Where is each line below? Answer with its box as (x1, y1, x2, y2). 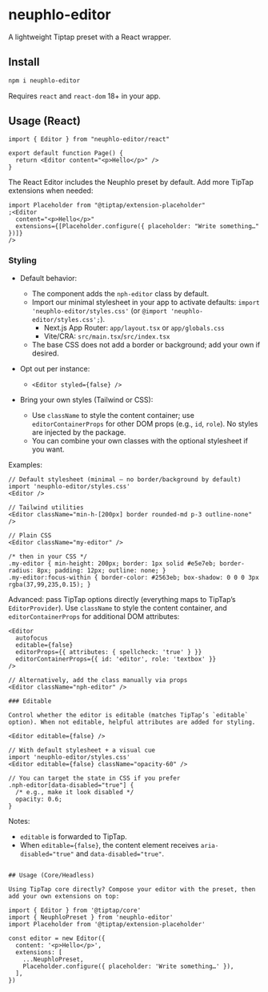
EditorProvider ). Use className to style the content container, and (8, 603, 228, 612)
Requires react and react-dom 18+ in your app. (8, 90, 162, 101)
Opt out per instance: (19, 363, 90, 373)
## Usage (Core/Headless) (8, 871, 94, 879)
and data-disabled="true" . (75, 849, 165, 858)
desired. (31, 348, 59, 358)
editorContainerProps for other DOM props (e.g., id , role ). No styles (31, 419, 258, 428)
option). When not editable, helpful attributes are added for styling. (8, 718, 256, 726)
